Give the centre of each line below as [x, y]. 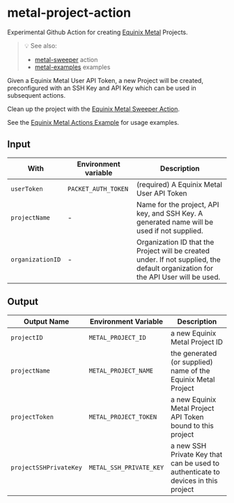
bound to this [192, 426]
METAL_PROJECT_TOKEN [123, 417]
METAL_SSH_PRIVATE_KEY [126, 467]
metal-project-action [69, 13]
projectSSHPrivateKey [46, 467]
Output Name [46, 321]
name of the [190, 370]
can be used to [195, 463]
